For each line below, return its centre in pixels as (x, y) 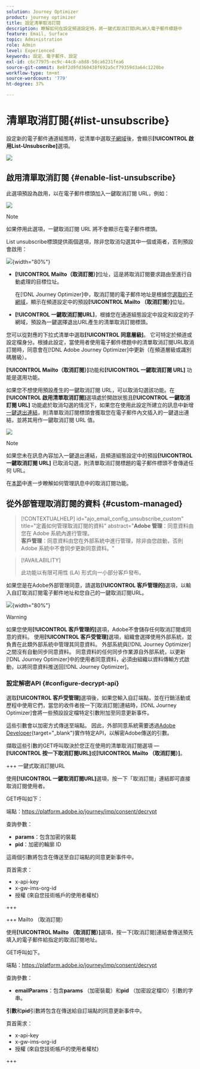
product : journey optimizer (41, 17)
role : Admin (21, 45)
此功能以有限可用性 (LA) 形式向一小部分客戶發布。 (82, 572)
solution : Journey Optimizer (42, 12)
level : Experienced (30, 51)
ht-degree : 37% (25, 84)
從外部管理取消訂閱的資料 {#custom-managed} (95, 504)
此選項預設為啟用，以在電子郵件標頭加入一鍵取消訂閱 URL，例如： (88, 193)
